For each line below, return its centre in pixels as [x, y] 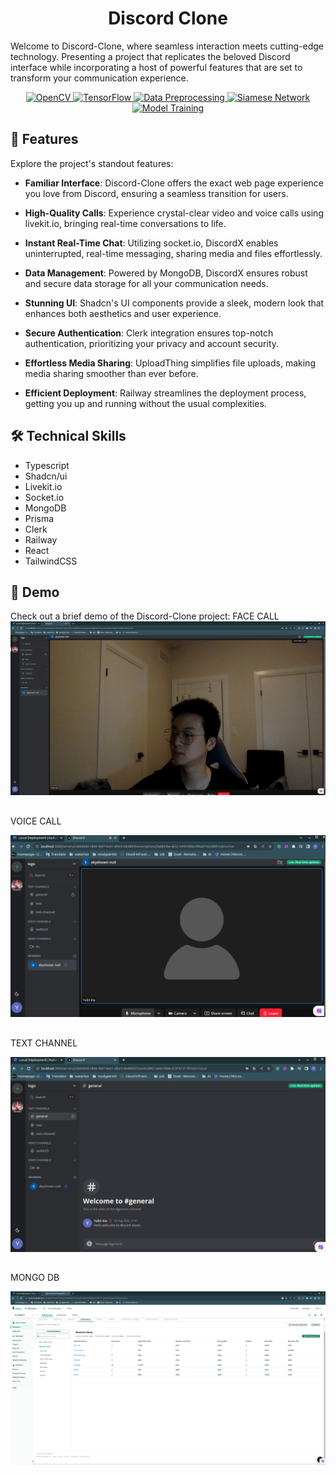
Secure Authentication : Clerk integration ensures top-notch [149, 333]
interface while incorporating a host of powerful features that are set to [156, 67]
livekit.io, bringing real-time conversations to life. [125, 223]
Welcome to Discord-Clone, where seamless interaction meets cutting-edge [167, 46]
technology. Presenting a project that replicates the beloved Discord [150, 56]
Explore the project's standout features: [92, 163]
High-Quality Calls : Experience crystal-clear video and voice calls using [174, 213]
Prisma [39, 518]
